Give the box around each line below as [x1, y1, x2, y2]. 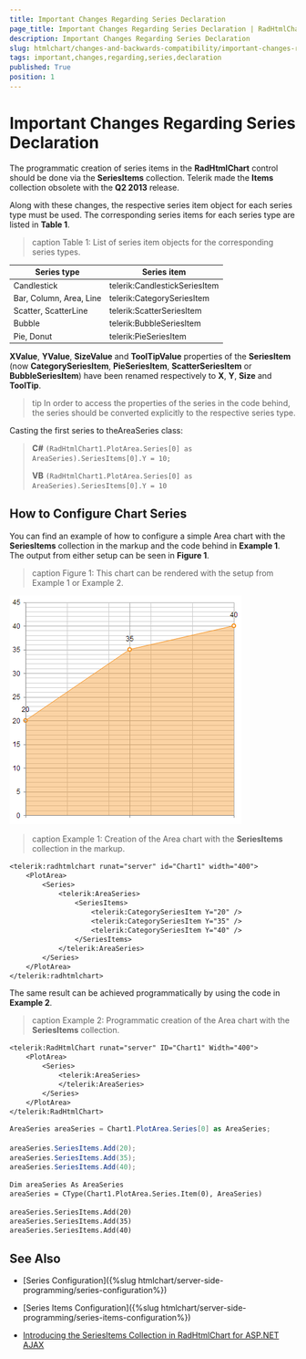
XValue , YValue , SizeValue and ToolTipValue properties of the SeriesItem [9, 351, 291, 362]
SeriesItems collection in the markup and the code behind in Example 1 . [9, 539, 280, 551]
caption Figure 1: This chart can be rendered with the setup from [31, 567, 274, 579]
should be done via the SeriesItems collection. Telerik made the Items [9, 172, 274, 183]
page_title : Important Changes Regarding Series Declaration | [9, 24, 255, 34]
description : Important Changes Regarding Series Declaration [9, 34, 250, 43]
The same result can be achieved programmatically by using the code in [9, 987, 280, 998]
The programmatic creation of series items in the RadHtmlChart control [9, 162, 279, 173]
